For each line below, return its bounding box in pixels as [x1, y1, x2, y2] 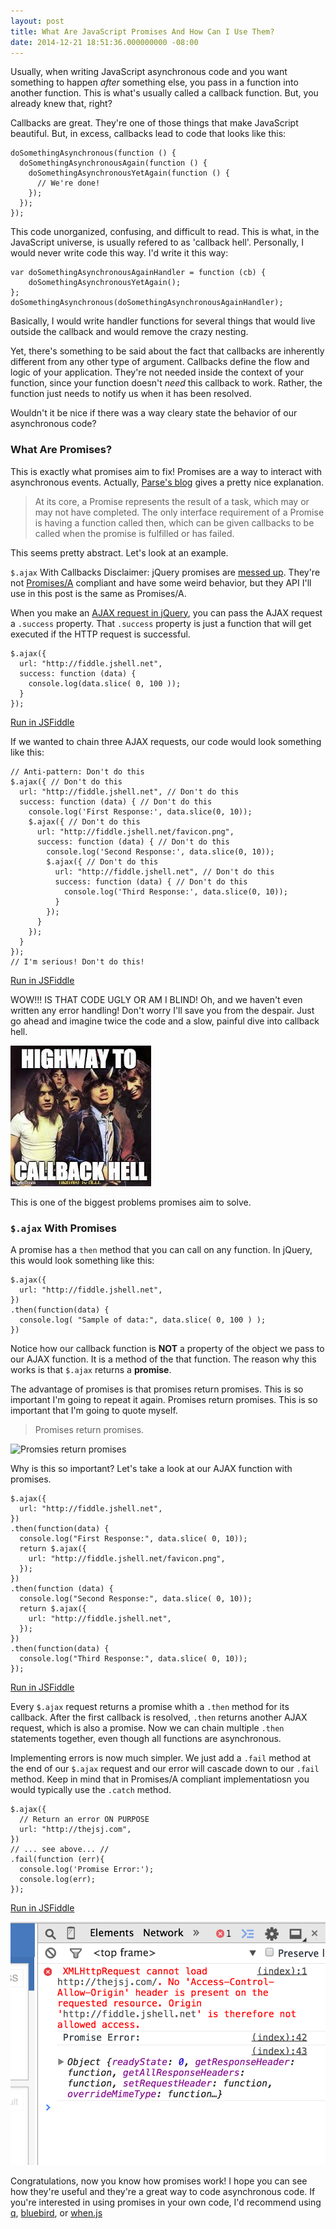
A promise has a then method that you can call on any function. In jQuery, [10, 1243, 313, 1255]
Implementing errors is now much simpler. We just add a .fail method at [10, 1751, 311, 1764]
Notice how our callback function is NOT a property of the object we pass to [10, 1342, 325, 1354]
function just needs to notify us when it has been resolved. [10, 388, 252, 400]
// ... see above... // [10, 1844, 110, 1854]
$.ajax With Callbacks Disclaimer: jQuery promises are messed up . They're [10, 566, 321, 578]
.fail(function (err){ [10, 1854, 105, 1864]
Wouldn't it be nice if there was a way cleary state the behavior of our [10, 407, 298, 419]
